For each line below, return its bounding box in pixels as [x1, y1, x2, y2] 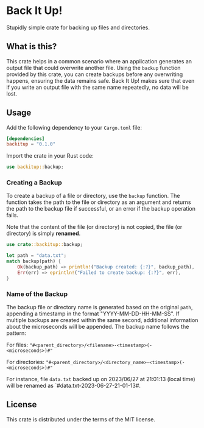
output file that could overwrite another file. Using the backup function [6, 64, 181, 71]
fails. [6, 211, 19, 219]
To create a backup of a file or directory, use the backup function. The [6, 192, 180, 200]
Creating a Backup [6, 178, 62, 187]
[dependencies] [6, 135, 45, 142]
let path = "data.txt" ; [6, 253, 67, 259]
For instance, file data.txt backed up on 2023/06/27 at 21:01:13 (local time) [6, 376, 196, 383]
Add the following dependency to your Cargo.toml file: [6, 124, 142, 131]
